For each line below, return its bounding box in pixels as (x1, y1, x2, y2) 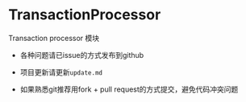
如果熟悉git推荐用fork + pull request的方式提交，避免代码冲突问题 (19, 84, 239, 94)
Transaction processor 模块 (8, 33, 100, 43)
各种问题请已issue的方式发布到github (19, 50, 144, 59)
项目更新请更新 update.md (19, 67, 103, 77)
